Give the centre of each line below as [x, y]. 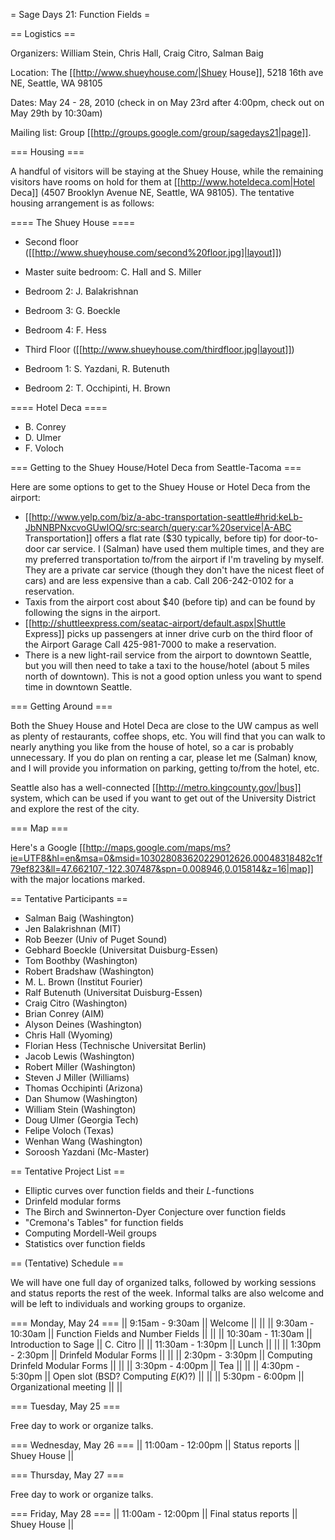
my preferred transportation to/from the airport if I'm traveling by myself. [174, 559]
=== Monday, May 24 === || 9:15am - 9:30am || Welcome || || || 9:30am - [162, 1323]
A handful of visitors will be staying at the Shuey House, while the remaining [167, 171]
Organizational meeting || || [66, 1387]
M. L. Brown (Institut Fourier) [83, 982]
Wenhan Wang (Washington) [83, 1141]
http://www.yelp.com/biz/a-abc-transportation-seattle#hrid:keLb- [167, 517]
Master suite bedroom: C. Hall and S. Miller [113, 272]
